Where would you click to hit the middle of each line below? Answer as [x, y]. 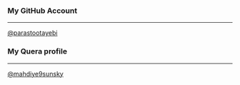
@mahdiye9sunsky [36, 74]
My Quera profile [37, 51]
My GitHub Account [42, 11]
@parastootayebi [32, 33]
